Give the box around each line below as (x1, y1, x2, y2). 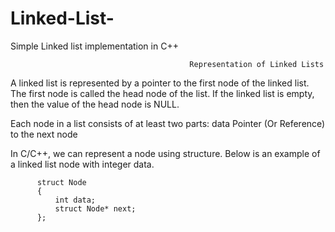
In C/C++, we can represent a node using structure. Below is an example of (10, 147, 321, 159)
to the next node (10, 128, 78, 140)
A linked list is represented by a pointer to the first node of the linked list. (10, 77, 310, 89)
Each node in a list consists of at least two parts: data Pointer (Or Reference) (10, 117, 326, 129)
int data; (54, 195, 97, 205)
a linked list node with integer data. (10, 158, 155, 170)
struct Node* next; (54, 203, 137, 214)
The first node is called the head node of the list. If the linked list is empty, (10, 87, 315, 99)
